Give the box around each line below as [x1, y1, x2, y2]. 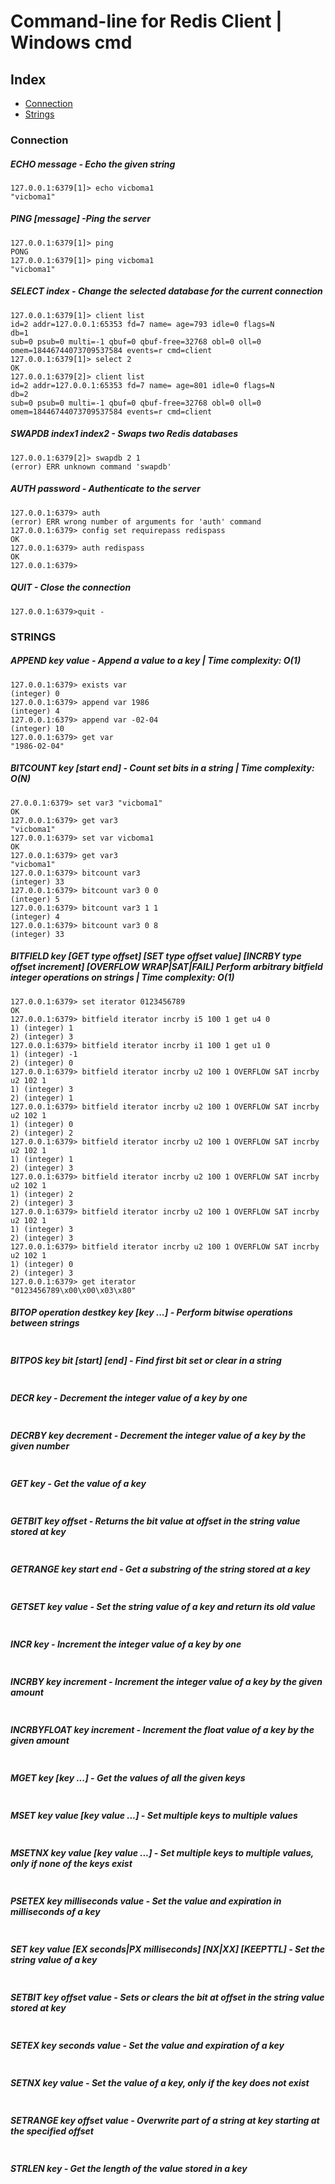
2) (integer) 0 [10, 1058, 74, 1068]
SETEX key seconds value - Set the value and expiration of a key [10, 2039, 285, 2051]
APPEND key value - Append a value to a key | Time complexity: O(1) [10, 655, 302, 667]
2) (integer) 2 [10, 1128, 74, 1138]
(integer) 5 [10, 894, 60, 904]
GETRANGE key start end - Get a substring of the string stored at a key [10, 1563, 311, 1575]
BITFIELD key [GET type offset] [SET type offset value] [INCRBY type [10, 950, 302, 962]
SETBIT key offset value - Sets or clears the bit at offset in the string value [10, 1991, 325, 2003]
